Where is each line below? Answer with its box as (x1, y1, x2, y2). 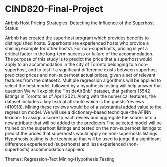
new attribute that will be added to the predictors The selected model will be (5, 120, 162, 126)
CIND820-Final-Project (5, 3, 103, 15)
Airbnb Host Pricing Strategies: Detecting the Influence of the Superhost (5, 20, 154, 26)
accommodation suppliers (30, 146, 85, 152)
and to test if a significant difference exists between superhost (28, 66, 157, 73)
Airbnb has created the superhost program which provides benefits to (5, 35, 149, 41)
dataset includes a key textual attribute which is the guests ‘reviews (5, 98, 144, 104)
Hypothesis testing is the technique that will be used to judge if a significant (5, 136, 161, 142)
